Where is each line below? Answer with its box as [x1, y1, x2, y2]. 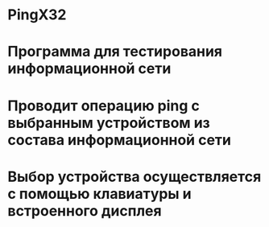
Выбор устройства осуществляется [7, 167, 262, 186]
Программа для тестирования [7, 43, 223, 61]
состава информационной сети [7, 130, 231, 149]
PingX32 [7, 6, 67, 24]
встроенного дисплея [7, 201, 162, 220]
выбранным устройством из [7, 113, 210, 132]
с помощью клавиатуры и [7, 184, 192, 203]
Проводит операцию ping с [7, 97, 201, 114]
